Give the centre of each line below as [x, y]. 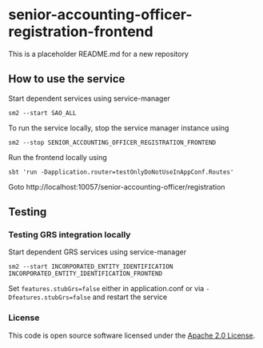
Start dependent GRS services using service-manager [97, 252]
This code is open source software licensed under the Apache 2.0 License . [132, 335]
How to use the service [67, 79]
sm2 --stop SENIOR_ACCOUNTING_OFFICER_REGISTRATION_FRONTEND [112, 142]
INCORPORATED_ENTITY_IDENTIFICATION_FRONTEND [85, 274]
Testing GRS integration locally [70, 235]
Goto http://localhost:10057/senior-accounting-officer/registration [117, 186]
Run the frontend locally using [58, 157]
